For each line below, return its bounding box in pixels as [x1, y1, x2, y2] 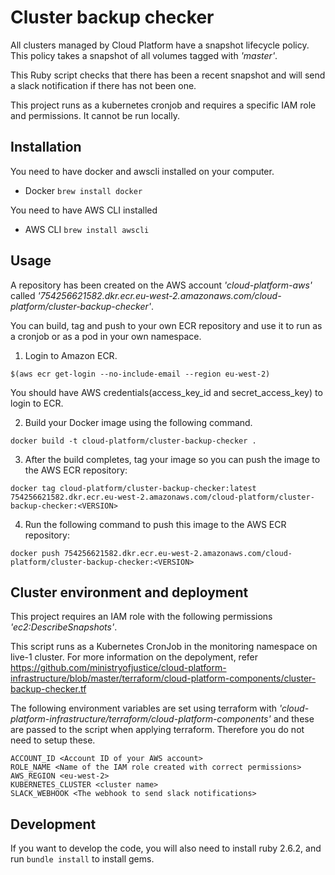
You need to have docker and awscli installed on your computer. [10, 165, 275, 177]
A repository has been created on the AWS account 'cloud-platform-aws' [10, 279, 313, 291]
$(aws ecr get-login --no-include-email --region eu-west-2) [10, 369, 271, 379]
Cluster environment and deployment [10, 584, 249, 601]
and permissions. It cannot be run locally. [10, 109, 180, 121]
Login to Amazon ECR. [24, 349, 118, 361]
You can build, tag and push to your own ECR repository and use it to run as [10, 319, 323, 331]
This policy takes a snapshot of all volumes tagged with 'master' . [10, 49, 278, 61]
